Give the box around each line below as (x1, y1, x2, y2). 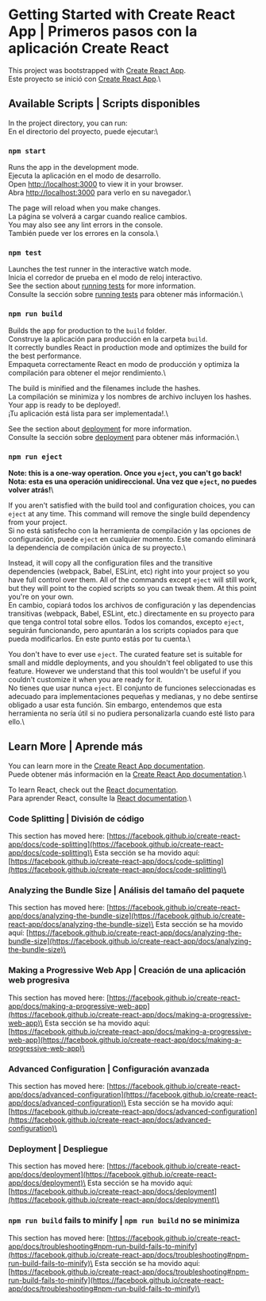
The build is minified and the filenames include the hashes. (8, 383, 201, 392)
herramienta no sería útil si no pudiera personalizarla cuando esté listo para (8, 708, 256, 718)
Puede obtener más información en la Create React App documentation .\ (8, 769, 247, 779)
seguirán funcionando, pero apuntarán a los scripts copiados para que (8, 625, 239, 635)
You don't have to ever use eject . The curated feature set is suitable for (8, 649, 243, 658)
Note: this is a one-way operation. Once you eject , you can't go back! (8, 468, 242, 477)
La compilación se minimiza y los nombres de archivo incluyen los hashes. (8, 392, 252, 401)
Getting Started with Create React (8, 6, 236, 24)
